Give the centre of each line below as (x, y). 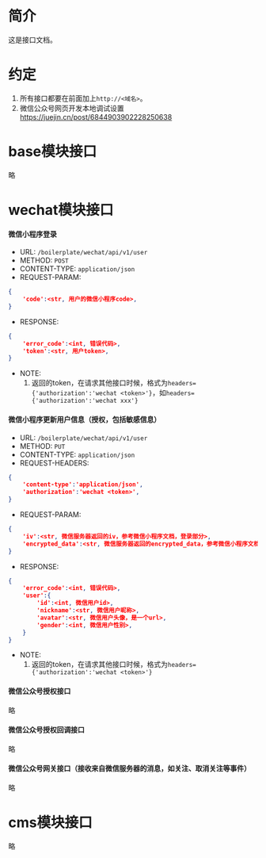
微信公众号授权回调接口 (46, 730)
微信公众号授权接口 (40, 691)
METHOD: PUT (42, 446)
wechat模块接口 (61, 210)
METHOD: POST (44, 260)
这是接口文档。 (32, 40)
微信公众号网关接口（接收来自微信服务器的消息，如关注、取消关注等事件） (129, 768)
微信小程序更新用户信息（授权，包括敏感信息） (84, 419)
